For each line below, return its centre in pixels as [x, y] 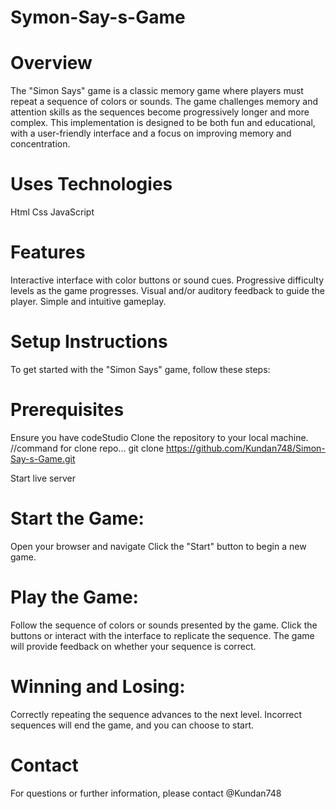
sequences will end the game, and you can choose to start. [132, 725]
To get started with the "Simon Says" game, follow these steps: [140, 369]
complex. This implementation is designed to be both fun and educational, [163, 123]
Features [48, 252]
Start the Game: [77, 518]
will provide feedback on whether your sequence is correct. [133, 646]
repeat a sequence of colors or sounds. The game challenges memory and [164, 102]
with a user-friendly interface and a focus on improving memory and [151, 133]
